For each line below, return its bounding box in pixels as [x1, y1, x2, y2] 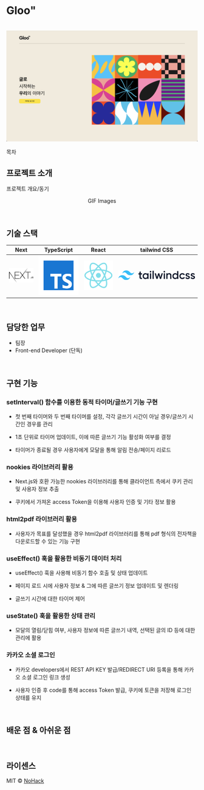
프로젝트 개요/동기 [6, 185, 50, 192]
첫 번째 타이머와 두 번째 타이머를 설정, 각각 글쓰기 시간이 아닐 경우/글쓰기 [15, 413, 187, 420]
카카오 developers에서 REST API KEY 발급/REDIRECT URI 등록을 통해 [15, 666, 183, 673]
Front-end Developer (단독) [15, 347, 83, 354]
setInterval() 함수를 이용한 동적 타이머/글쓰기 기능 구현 [6, 398, 158, 406]
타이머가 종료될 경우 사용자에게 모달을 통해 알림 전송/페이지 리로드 [15, 446, 171, 454]
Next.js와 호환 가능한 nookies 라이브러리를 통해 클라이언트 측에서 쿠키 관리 [15, 478, 193, 485]
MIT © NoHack [6, 777, 44, 785]
